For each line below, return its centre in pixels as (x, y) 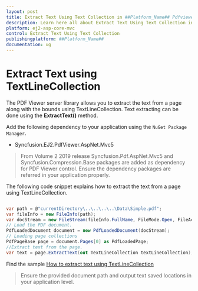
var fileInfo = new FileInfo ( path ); (51, 214)
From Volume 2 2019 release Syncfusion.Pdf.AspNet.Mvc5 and (97, 156)
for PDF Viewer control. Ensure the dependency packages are (95, 169)
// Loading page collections (42, 236)
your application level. (47, 282)
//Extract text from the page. (44, 247)
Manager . (16, 133)
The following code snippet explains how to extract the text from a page (93, 186)
